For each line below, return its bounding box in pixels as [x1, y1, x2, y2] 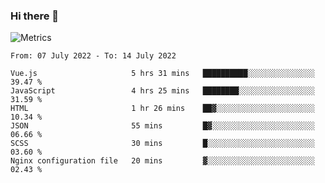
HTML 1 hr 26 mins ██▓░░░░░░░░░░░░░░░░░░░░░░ [10, 104, 315, 114]
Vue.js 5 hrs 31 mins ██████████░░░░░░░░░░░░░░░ [10, 69, 315, 79]
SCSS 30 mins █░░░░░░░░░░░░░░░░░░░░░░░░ [10, 139, 315, 149]
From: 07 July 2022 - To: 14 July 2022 [10, 51, 177, 61]
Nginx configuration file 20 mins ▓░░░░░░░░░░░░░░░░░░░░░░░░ [10, 156, 315, 166]
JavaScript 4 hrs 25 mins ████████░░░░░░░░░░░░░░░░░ [10, 86, 315, 96]
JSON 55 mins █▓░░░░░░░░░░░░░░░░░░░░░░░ [10, 121, 315, 131]
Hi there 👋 [10, 9, 60, 23]
